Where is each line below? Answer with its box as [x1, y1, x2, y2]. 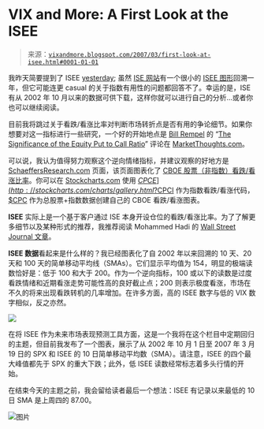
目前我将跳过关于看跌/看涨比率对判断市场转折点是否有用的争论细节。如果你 [8, 119, 253, 129]
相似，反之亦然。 [14, 297, 71, 307]
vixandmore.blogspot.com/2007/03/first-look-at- [48, 50, 211, 58]
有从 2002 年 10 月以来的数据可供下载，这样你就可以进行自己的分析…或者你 [8, 92, 254, 102]
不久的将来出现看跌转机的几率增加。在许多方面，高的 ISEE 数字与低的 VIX [8, 288, 247, 297]
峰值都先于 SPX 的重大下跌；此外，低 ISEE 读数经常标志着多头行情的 [14, 359, 238, 368]
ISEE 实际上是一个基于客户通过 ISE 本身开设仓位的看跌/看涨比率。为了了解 [8, 211, 250, 222]
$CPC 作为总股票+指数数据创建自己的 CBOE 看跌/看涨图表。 [8, 195, 205, 204]
